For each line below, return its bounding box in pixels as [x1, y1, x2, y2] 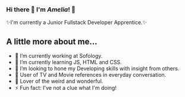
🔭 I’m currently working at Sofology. [14, 52, 103, 60]
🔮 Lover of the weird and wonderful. [14, 77, 104, 85]
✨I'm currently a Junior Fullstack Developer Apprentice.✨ [6, 19, 147, 26]
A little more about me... [6, 36, 98, 46]
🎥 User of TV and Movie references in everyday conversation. [14, 71, 167, 79]
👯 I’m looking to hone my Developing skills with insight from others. [14, 65, 180, 72]
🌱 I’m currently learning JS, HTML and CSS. [14, 59, 122, 66]
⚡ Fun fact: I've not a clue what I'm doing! [14, 85, 117, 92]
